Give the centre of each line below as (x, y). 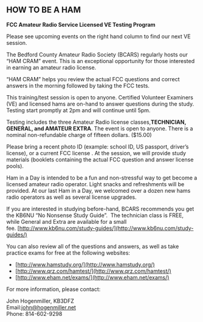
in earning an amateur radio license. (51, 67)
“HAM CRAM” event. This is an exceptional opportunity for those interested (101, 61)
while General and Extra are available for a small (67, 221)
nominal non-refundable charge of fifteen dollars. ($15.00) (79, 135)
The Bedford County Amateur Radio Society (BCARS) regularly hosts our (97, 55)
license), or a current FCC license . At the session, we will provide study (96, 153)
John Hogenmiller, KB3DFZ (40, 301)
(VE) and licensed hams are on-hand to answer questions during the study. (100, 104)
